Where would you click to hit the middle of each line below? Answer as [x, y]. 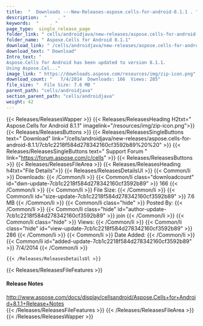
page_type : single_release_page [48, 29]
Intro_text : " [24, 57]
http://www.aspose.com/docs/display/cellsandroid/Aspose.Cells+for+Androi [101, 297]
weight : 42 [20, 102]
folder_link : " [25, 34]
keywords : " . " [32, 23]
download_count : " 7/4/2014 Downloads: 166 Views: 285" [84, 79]
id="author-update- [142, 209]
